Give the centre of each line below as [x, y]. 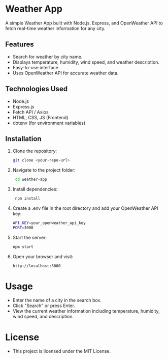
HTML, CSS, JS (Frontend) [40, 117]
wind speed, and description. [43, 317]
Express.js [23, 106]
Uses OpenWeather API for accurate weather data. [65, 73]
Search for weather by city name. [47, 57]
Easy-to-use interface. [36, 67]
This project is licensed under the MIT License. [62, 351]
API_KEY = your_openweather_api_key [49, 223]
